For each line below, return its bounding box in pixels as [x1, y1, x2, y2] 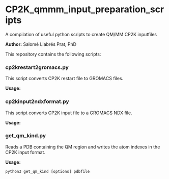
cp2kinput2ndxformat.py [5, 98, 70, 105]
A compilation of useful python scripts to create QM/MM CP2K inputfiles [5, 31, 157, 37]
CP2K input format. [5, 149, 46, 155]
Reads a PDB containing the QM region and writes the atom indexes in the [5, 144, 160, 150]
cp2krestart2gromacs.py [5, 64, 69, 71]
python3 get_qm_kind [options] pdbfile [5, 169, 90, 174]
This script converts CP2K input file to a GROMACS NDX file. [5, 110, 132, 116]
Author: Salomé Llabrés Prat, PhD [5, 41, 77, 47]
